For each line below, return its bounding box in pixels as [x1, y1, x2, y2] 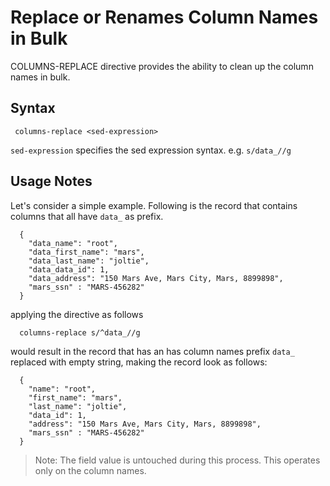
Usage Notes [10, 173, 93, 190]
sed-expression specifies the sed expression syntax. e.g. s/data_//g [10, 144, 292, 156]
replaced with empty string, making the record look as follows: [10, 356, 268, 368]
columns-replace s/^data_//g [19, 327, 141, 338]
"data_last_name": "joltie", [28, 256, 150, 266]
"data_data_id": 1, [28, 264, 110, 275]
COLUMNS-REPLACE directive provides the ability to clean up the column [10, 60, 314, 72]
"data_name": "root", [28, 238, 118, 248]
